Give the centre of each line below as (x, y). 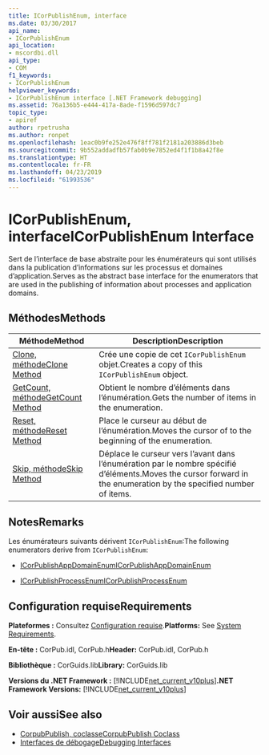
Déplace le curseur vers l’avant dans (167, 453)
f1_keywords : (30, 75)
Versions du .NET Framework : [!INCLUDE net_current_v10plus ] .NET (121, 681)
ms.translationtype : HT (48, 157)
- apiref (23, 120)
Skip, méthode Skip (48, 469)
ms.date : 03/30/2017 (43, 23)
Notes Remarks (46, 522)
